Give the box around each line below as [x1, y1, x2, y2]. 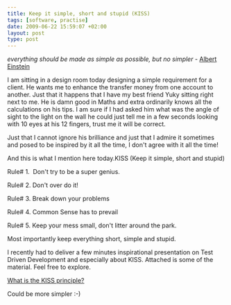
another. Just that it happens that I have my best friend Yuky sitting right [7, 91, 214, 99]
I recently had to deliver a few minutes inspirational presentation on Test [7, 248, 214, 256]
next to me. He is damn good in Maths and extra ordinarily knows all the [7, 98, 213, 106]
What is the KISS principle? [7, 277, 85, 285]
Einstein [7, 62, 30, 71]
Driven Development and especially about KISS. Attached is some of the [7, 256, 214, 264]
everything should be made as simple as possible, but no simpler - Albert [7, 55, 217, 63]
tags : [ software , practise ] [7, 17, 89, 24]
